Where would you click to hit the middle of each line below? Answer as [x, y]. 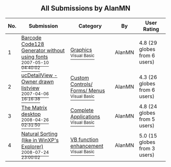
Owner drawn [38, 81]
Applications [85, 117]
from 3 [147, 148]
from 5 [147, 119]
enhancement [87, 146]
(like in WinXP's [40, 140]
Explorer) [32, 146]
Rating [151, 29]
